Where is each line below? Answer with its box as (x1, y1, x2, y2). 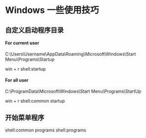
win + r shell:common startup (5, 98, 65, 104)
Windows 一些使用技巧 (5, 4, 99, 16)
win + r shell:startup (5, 66, 46, 72)
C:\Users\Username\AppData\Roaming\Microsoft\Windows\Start (5, 51, 136, 57)
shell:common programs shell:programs (5, 127, 87, 133)
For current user (5, 40, 40, 46)
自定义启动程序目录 (5, 26, 64, 34)
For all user (5, 77, 29, 83)
